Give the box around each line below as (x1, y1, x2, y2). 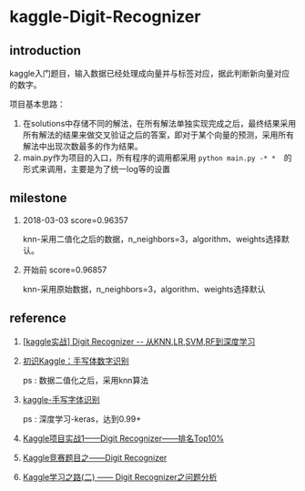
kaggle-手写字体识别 (22, 394, 100, 404)
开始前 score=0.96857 (22, 264, 107, 275)
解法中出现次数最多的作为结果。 (22, 141, 143, 151)
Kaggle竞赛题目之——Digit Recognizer (22, 452, 168, 463)
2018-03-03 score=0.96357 (22, 214, 129, 225)
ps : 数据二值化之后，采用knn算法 (22, 374, 148, 385)
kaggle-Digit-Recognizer (9, 6, 201, 27)
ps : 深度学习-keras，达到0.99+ (22, 413, 142, 425)
